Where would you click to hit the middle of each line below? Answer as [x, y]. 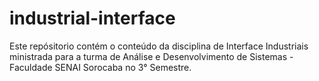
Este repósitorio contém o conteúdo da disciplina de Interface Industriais [159, 46]
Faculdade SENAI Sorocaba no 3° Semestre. [100, 67]
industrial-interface [92, 18]
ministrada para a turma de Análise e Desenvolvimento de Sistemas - [151, 56]
